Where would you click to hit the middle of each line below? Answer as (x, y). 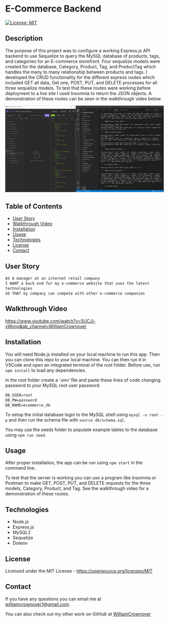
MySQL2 (22, 533)
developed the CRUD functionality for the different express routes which (80, 77)
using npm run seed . (26, 435)
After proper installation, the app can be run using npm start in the (74, 463)
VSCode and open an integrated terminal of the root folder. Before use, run (83, 365)
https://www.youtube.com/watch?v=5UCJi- (51, 321)
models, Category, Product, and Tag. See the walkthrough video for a (77, 488)
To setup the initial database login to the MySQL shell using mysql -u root (82, 414)
